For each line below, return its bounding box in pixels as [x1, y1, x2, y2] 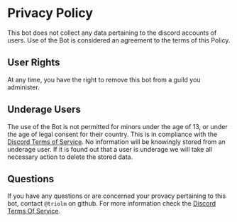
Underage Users [7, 104, 82, 116]
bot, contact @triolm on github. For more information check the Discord [7, 199, 216, 208]
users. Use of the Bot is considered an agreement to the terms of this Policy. [7, 35, 231, 44]
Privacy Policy [7, 5, 94, 21]
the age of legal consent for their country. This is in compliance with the [7, 130, 218, 138]
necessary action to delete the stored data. [7, 152, 133, 161]
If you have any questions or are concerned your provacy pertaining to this [7, 192, 226, 200]
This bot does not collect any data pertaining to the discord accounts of [7, 28, 217, 37]
